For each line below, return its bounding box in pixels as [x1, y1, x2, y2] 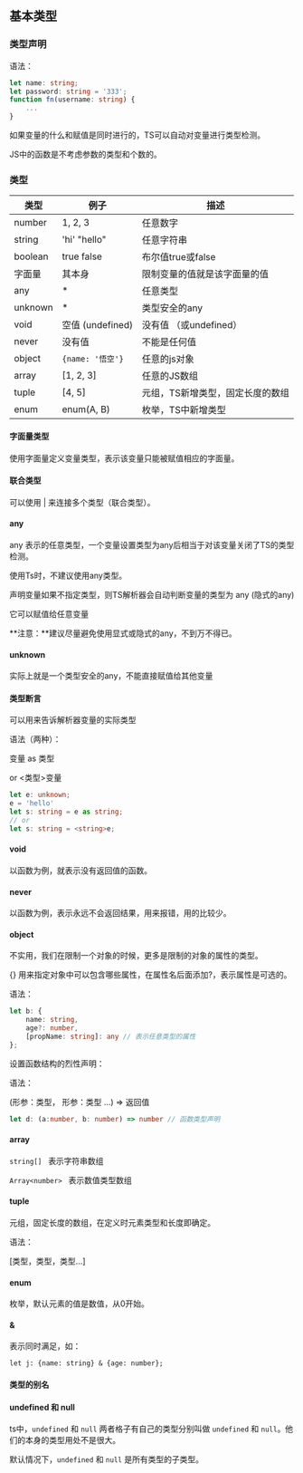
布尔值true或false [141, 251, 216, 264]
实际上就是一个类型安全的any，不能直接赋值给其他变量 [9, 670, 213, 681]
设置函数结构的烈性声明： [9, 1058, 105, 1069]
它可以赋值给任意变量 [9, 608, 89, 619]
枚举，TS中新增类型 [141, 404, 226, 417]
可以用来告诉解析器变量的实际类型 [9, 715, 137, 726]
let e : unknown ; [9, 791, 71, 800]
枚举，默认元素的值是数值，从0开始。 [9, 1298, 149, 1309]
